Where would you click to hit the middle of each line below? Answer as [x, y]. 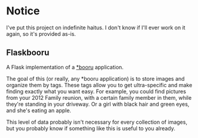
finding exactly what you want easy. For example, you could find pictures [96, 91]
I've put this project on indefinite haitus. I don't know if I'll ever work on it [96, 27]
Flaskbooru [28, 53]
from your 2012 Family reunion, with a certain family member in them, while [99, 97]
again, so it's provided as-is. [41, 33]
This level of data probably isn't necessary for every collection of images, [97, 122]
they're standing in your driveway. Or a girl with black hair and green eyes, [98, 104]
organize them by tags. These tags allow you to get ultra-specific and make [99, 85]
